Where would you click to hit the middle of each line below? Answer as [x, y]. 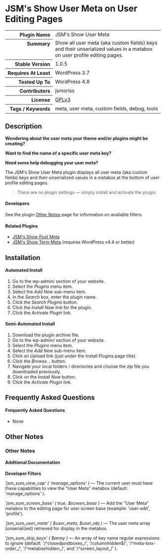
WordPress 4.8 [72, 81]
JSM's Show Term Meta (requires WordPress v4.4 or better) [73, 242]
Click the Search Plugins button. [45, 302]
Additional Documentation [33, 463]
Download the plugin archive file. [46, 335]
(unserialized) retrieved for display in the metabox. [56, 528]
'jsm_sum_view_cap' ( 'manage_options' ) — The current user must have [79, 483]
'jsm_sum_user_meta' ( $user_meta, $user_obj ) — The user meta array [78, 523]
